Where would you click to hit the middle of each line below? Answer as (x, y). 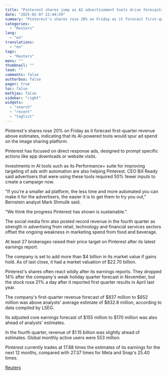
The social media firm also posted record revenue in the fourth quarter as (80, 221)
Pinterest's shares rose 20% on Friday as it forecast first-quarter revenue (80, 131)
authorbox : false (23, 79)
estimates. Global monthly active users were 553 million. (63, 338)
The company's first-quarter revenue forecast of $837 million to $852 (77, 297)
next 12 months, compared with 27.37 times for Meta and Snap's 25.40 (78, 353)
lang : (11, 33)
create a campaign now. (30, 182)
